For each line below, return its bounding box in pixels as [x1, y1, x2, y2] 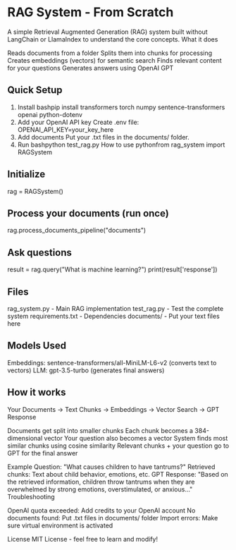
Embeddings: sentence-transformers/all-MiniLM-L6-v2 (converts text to [7, 358, 217, 367]
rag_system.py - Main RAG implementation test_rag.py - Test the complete [7, 305, 224, 312]
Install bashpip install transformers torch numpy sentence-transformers [17, 103, 225, 111]
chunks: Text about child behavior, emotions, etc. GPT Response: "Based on [7, 470, 229, 478]
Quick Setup [7, 84, 63, 96]
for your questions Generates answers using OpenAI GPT [7, 63, 174, 72]
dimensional [7, 434, 43, 442]
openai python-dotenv [17, 110, 83, 118]
